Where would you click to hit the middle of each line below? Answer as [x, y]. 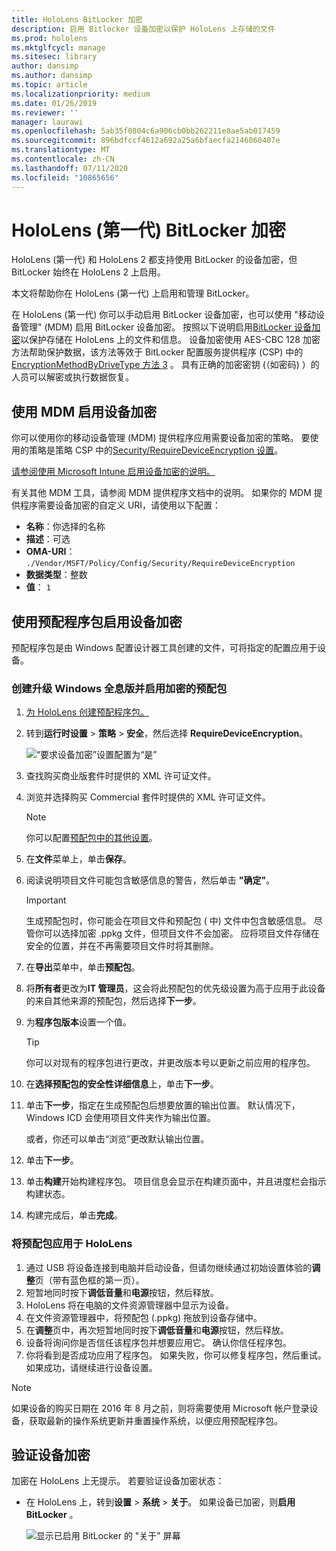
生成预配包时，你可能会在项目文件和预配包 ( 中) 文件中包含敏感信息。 [168, 921]
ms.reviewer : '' [45, 112]
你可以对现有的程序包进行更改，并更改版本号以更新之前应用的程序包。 [170, 1063]
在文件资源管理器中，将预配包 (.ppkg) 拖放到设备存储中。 [144, 1317]
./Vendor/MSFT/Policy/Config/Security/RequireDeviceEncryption [160, 564]
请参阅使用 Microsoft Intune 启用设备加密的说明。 [113, 472]
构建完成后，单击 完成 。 [74, 1215]
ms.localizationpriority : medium [81, 94]
